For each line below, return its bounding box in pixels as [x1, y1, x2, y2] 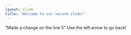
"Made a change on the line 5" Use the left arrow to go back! [5, 24, 127, 30]
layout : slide [5, 7, 34, 12]
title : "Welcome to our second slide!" [5, 12, 86, 16]
